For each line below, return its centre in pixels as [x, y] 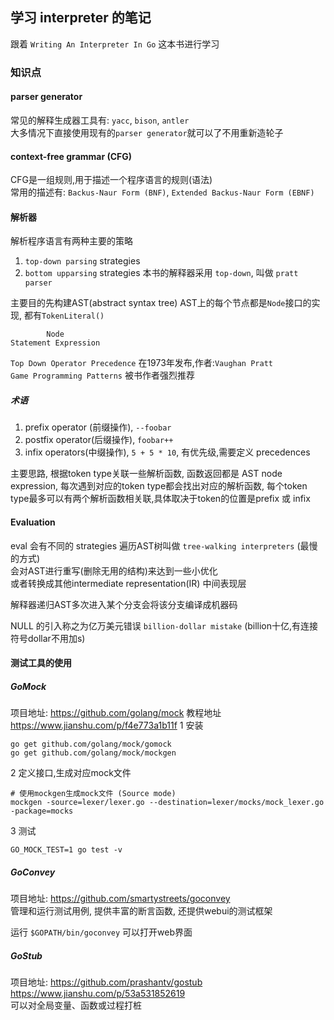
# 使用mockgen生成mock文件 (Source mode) [93, 794]
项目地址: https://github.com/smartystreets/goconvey [120, 899]
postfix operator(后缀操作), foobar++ [99, 440]
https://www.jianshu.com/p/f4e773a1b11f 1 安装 [107, 725]
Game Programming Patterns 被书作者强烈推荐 [102, 375]
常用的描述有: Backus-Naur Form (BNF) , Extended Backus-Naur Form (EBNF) [162, 192]
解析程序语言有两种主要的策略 [71, 241]
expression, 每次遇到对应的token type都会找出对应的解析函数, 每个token [159, 486]
